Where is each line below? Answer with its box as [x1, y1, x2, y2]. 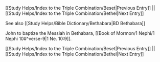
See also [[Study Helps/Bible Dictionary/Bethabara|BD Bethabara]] [5, 20, 146, 26]
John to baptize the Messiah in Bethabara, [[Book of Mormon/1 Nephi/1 [5, 30, 155, 36]
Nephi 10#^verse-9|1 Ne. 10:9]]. [5, 36, 72, 42]
